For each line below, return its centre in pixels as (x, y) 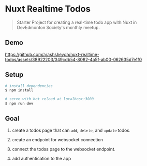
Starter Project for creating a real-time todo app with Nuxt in (77, 22)
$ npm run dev (19, 104)
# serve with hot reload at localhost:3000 (50, 99)
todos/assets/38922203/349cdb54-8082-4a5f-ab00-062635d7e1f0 (73, 60)
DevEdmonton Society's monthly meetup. (58, 27)
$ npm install (19, 91)
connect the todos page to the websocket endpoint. (64, 149)
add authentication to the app (41, 158)
